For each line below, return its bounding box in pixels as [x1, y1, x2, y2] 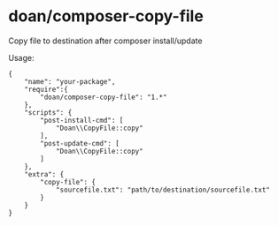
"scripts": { [24, 108, 73, 117]
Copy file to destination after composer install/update [8, 35, 203, 46]
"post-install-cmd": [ [40, 116, 124, 124]
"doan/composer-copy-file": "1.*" [40, 93, 167, 102]
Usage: [8, 52, 35, 63]
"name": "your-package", [24, 77, 116, 86]
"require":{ [24, 85, 68, 94]
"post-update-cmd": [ [40, 139, 120, 147]
